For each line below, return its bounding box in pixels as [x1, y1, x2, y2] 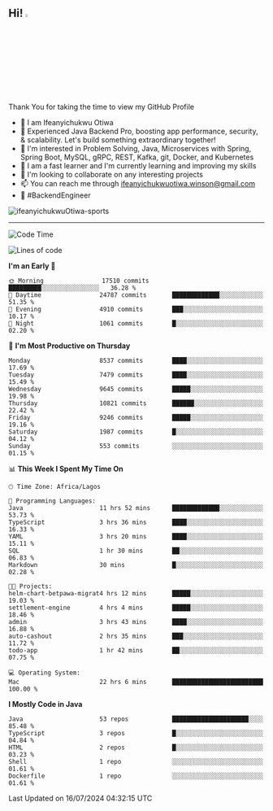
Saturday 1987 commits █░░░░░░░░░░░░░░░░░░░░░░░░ [8, 427, 264, 436]
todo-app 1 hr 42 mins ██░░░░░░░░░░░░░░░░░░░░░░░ [8, 646, 264, 654]
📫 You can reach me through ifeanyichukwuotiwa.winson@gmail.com [19, 178, 256, 188]
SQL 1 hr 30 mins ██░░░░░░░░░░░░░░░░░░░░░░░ [8, 547, 264, 555]
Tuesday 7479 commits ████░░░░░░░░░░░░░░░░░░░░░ [8, 370, 264, 379]
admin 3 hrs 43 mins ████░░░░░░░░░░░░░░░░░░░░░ [8, 617, 264, 626]
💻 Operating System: [8, 669, 81, 677]
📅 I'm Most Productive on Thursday [8, 341, 131, 351]
